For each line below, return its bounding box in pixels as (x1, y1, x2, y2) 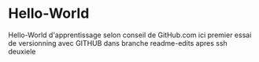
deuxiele (8, 46, 36, 56)
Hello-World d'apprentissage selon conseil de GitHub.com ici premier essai (8, 30, 252, 40)
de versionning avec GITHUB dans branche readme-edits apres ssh (8, 38, 228, 47)
